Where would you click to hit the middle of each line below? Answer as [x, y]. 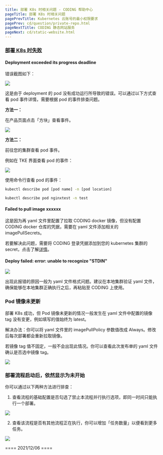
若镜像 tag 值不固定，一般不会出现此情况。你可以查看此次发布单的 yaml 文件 [81, 346]
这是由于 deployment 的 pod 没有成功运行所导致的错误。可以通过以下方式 [79, 93]
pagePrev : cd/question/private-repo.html [48, 23]
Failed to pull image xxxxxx [33, 209]
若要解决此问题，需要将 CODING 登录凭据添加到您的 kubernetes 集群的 [76, 243]
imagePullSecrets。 [25, 233]
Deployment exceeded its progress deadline [51, 62]
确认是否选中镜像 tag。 [28, 352]
